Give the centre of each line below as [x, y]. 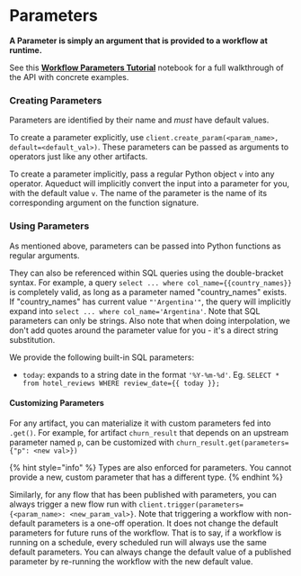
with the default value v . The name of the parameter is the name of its [138, 193]
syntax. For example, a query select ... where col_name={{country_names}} [150, 282]
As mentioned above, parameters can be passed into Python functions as [145, 246]
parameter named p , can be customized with [92, 442]
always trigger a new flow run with [73, 504]
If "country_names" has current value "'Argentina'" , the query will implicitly [150, 301]
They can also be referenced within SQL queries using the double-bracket [146, 273]
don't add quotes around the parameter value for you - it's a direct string [144, 330]
